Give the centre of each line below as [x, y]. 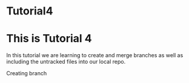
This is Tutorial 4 [49, 39]
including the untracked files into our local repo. [66, 62]
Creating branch [27, 73]
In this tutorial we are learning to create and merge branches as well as [95, 55]
